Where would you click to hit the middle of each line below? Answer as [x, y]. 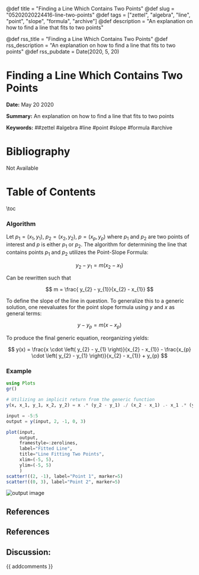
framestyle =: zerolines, [49, 443]
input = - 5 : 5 [22, 416]
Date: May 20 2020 [30, 104]
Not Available [22, 168]
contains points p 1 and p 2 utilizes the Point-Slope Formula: [77, 253]
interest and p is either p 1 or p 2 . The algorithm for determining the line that [97, 245]
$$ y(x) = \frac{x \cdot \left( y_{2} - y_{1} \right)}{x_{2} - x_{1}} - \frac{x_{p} [99, 350]
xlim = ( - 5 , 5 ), [37, 460]
